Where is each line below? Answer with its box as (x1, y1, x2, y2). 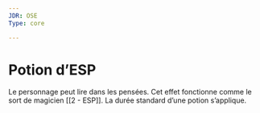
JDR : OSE (8, 11, 38, 20)
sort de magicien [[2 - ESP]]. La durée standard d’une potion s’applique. (8, 95, 247, 105)
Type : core (8, 19, 45, 27)
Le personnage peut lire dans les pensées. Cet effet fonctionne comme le (8, 87, 252, 97)
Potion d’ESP (8, 61, 97, 79)
